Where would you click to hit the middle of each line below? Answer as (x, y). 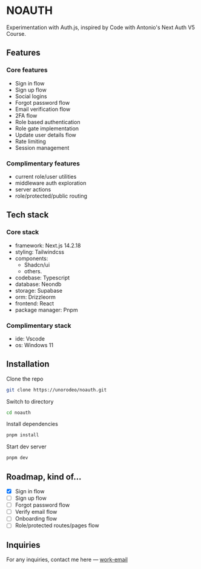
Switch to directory (30, 401)
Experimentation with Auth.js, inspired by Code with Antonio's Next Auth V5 (101, 27)
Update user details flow (46, 135)
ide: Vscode (30, 338)
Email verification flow (43, 109)
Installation (28, 364)
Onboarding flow (36, 519)
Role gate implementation (47, 128)
